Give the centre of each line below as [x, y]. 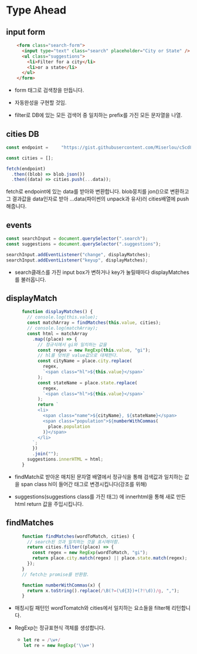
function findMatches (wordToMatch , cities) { [78, 536]
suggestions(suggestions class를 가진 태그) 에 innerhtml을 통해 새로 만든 [100, 497]
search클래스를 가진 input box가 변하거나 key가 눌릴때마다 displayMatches [102, 272]
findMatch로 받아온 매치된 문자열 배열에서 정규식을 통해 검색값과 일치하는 [99, 477]
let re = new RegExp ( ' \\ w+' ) [59, 646]
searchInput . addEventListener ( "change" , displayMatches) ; [78, 254]
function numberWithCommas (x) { [61, 585]
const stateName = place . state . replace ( [87, 383]
